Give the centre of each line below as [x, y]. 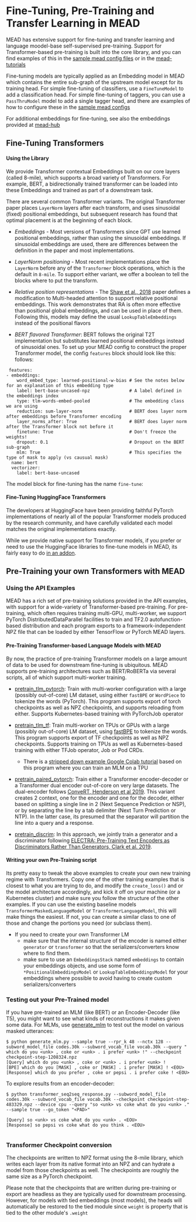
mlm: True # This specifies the [99, 452]
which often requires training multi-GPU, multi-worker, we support [107, 613]
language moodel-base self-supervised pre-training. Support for [84, 46]
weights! [17, 437]
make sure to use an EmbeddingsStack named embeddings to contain [104, 959]
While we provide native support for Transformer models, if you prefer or [94, 540]
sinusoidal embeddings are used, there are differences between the [96, 244]
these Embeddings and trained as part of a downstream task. [80, 190]
